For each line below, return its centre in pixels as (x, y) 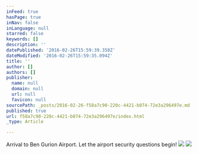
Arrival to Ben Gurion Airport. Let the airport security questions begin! (92, 145)
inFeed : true (22, 12)
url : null (23, 94)
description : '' (26, 45)
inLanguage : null (28, 28)
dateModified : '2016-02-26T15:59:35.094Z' (59, 56)
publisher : (20, 78)
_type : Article (25, 122)
